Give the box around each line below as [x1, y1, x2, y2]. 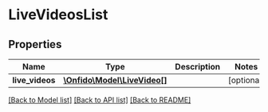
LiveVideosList [8, 6, 108, 24]
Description [175, 62, 221, 72]
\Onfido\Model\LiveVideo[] [63, 74, 167, 86]
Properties [8, 38, 62, 51]
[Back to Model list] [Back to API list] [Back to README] [8, 95, 191, 105]
